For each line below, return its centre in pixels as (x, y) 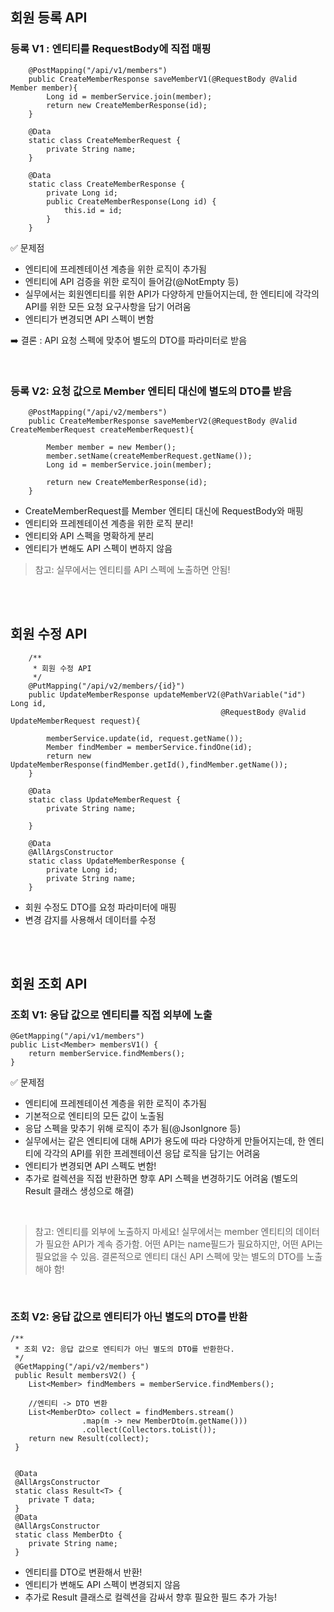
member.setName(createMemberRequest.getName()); (149, 456)
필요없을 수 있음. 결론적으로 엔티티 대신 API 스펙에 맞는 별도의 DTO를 (169, 1257)
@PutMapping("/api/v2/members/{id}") (107, 686)
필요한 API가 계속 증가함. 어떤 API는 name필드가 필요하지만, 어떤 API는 (184, 1244)
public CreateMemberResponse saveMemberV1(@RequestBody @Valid (163, 79)
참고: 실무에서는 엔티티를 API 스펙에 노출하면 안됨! (132, 569)
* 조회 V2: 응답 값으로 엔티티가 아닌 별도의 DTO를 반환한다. (124, 1349)
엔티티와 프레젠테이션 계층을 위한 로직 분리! (109, 523)
